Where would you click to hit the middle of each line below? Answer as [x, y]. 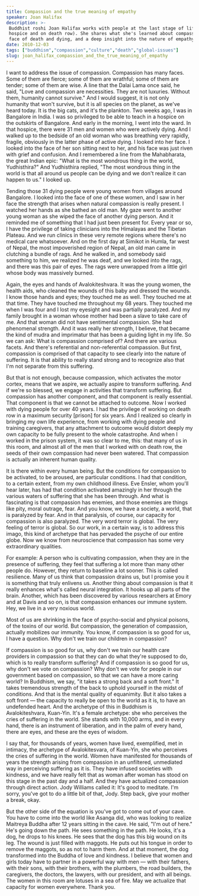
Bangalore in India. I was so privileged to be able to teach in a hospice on [95, 117]
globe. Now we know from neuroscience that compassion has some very [95, 540]
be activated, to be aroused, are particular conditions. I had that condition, [97, 477]
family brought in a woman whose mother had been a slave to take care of [97, 316]
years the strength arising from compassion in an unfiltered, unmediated [94, 762]
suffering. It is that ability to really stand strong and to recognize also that [95, 359]
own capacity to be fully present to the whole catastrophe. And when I [92, 434]
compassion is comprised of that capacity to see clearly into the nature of [96, 354]
